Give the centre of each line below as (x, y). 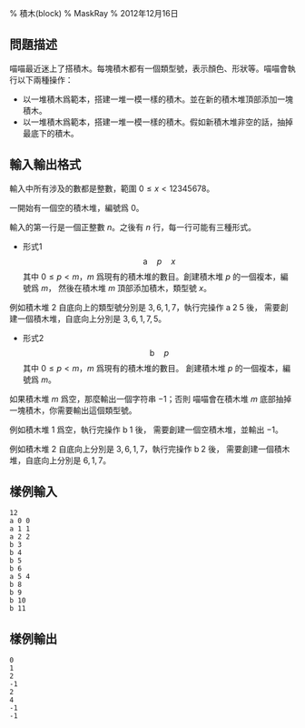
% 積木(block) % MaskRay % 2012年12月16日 (94, 13)
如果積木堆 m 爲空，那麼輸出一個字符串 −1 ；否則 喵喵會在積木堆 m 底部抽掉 (151, 399)
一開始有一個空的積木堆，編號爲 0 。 (77, 207)
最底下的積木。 (50, 133)
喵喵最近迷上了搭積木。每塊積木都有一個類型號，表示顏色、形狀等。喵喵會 (148, 68)
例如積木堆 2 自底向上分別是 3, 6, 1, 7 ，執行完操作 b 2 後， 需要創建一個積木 (150, 449)
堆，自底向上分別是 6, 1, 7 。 (60, 460)
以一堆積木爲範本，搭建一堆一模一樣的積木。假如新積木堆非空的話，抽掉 (157, 122)
